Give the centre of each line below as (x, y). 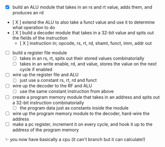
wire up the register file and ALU (45, 75)
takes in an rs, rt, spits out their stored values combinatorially (82, 58)
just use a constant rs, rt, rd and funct (58, 80)
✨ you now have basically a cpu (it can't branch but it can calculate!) (75, 139)
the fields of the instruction (40, 38)
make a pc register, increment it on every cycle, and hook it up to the (82, 124)
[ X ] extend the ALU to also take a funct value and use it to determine (83, 22)
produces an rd (28, 13)
